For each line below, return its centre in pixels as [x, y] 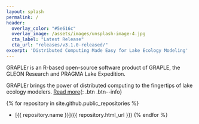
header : [16, 23]
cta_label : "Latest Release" [48, 39]
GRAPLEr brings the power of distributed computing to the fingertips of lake [99, 85]
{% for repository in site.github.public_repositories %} [73, 103]
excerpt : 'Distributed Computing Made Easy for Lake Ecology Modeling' [97, 51]
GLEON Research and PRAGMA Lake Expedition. [66, 74]
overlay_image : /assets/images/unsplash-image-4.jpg [79, 34]
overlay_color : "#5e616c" [44, 28]
